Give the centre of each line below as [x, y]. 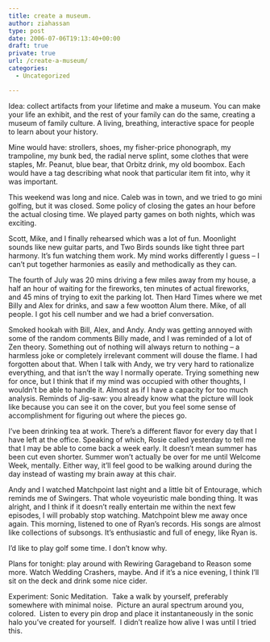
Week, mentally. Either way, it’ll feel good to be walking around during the [130, 465]
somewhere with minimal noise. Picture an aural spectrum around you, [126, 605]
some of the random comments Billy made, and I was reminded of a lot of [130, 338]
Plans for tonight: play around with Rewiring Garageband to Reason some [130, 563]
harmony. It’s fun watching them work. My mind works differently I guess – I [134, 256]
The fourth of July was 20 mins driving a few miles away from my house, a [132, 280]
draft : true [28, 46]
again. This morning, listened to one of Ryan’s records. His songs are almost [135, 523]
